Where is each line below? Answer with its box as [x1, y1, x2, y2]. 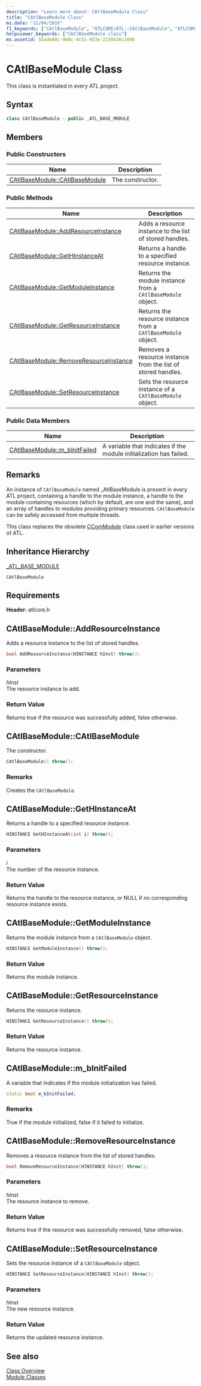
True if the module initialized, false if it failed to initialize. [6, 1119, 145, 1126]
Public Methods [6, 194, 53, 202]
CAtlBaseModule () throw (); [6, 759, 74, 765]
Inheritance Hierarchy [6, 547, 90, 557]
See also [6, 1351, 39, 1361]
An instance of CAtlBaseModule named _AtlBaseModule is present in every [6, 486, 187, 493]
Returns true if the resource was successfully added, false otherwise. [6, 714, 178, 721]
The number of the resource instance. [6, 866, 100, 873]
